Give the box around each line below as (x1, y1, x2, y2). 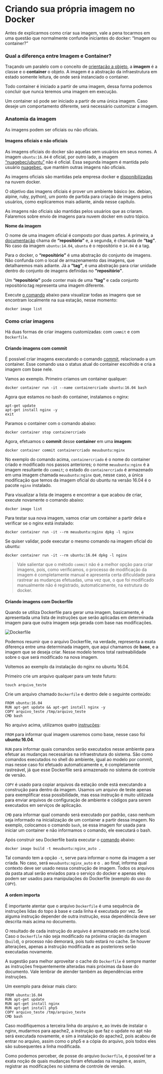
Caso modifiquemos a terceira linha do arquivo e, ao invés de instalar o (5, 1022, 147, 1029)
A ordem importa (5, 892, 40, 898)
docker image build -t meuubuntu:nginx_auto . (5, 846, 101, 851)
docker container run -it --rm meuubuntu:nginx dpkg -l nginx (5, 530, 134, 535)
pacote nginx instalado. (5, 483, 52, 488)
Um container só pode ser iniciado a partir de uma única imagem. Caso (5, 98, 148, 104)
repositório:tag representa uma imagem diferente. (5, 282, 105, 288)
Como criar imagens (5, 317, 54, 324)
